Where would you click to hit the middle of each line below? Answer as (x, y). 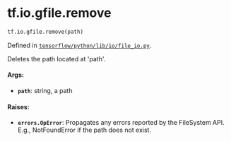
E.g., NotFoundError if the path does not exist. (84, 130)
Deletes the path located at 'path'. (57, 59)
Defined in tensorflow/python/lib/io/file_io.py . (79, 45)
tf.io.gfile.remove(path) (45, 32)
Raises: (18, 106)
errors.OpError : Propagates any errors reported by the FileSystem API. (121, 123)
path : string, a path (45, 91)
